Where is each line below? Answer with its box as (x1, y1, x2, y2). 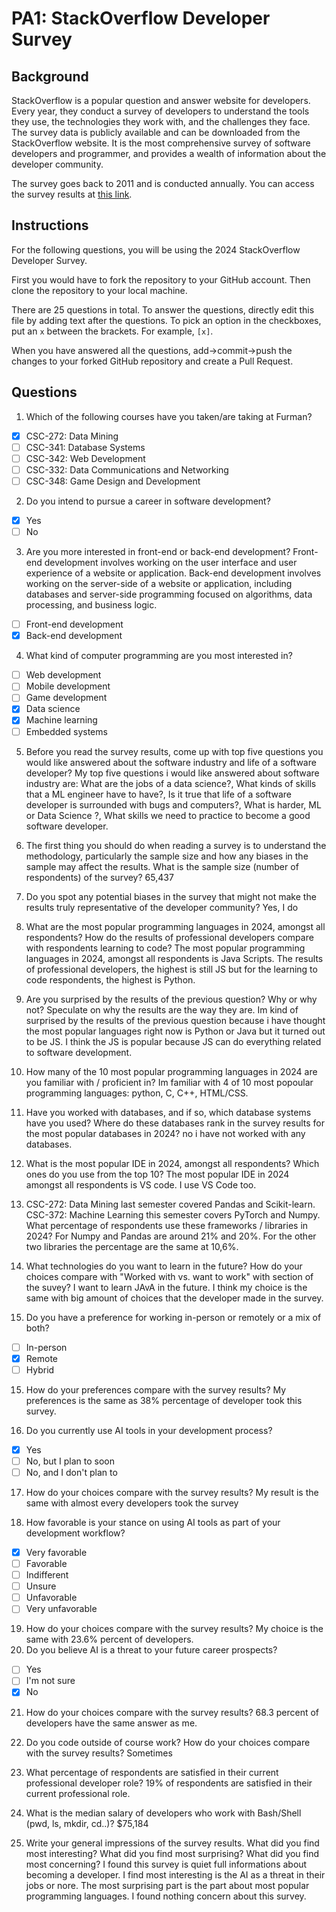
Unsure (25, 1580, 57, 1592)
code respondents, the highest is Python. (25, 973, 196, 986)
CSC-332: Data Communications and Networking (25, 463, 229, 476)
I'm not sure (25, 1675, 76, 1687)
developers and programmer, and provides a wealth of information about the (11, 148, 327, 159)
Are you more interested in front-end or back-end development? (25, 546, 291, 558)
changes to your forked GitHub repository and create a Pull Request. (11, 355, 294, 367)
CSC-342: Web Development (25, 452, 146, 464)
